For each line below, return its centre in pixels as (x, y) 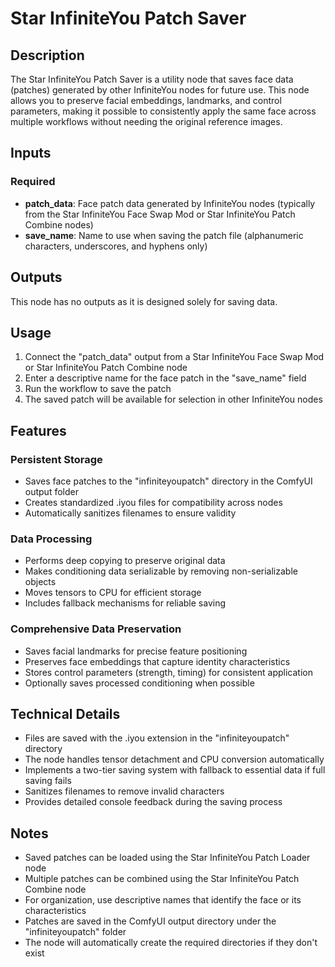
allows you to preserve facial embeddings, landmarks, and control (146, 100)
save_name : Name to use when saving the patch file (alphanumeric (164, 235)
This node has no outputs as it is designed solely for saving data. (144, 301)
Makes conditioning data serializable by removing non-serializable (161, 571)
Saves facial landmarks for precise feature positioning (136, 651)
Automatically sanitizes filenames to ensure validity (130, 513)
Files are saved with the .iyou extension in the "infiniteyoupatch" (157, 738)
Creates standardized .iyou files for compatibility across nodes (153, 502)
